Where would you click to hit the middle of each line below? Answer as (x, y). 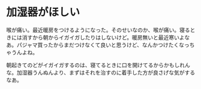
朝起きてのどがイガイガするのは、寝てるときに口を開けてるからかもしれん (98, 65)
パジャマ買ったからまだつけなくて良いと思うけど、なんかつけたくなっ (103, 45)
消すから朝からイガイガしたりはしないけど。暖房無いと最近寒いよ (103, 37)
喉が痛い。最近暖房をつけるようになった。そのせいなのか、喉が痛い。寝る (98, 30)
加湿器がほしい (43, 12)
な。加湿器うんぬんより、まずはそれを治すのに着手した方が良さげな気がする (101, 72)
